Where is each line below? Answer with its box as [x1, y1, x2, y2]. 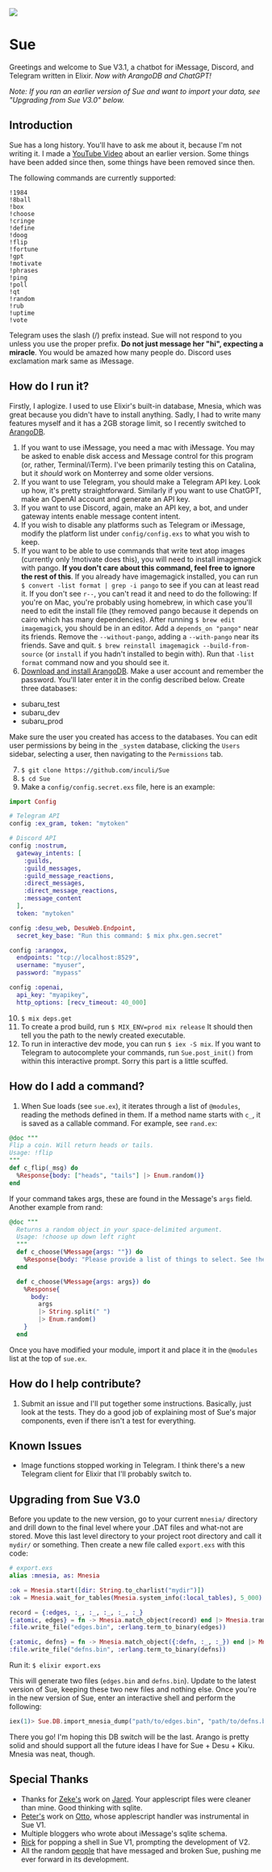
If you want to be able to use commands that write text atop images [20, 545, 245, 555]
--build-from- [202, 642, 250, 650]
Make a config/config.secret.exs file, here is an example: [20, 782, 216, 792]
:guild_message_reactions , [23, 872, 115, 880]
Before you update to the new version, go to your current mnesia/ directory [9, 1514, 257, 1524]
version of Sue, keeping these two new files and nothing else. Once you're [9, 1684, 257, 1695]
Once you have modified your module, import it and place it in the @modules [9, 1344, 258, 1355]
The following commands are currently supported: [9, 172, 177, 182]
